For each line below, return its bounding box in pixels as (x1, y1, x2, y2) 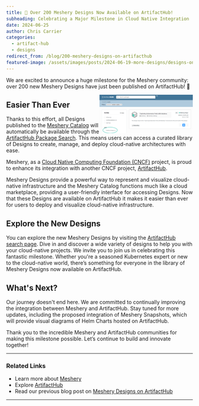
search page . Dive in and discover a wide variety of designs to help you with (6, 240, 192, 248)
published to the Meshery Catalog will (6, 122, 99, 129)
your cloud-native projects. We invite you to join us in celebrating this (6, 247, 175, 254)
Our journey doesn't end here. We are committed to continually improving (6, 299, 185, 306)
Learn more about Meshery (14, 375, 82, 382)
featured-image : (6, 59, 46, 65)
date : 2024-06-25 (6, 22, 49, 28)
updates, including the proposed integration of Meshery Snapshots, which (6, 311, 188, 318)
